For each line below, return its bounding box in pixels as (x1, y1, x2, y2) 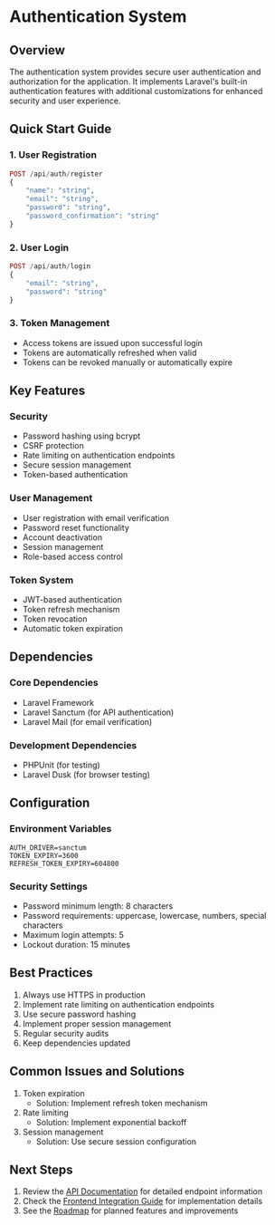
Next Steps (9, 1162, 73, 1178)
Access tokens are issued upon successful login (22, 337, 204, 348)
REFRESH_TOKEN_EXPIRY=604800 (9, 859, 119, 868)
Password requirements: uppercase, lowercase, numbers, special (22, 911, 267, 921)
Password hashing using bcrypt (22, 430, 141, 441)
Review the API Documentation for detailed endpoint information (22, 1186, 263, 1197)
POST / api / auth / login (9, 262, 91, 271)
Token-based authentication (22, 469, 128, 480)
